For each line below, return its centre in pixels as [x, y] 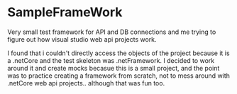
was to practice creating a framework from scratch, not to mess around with [119, 76]
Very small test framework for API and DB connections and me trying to [112, 32]
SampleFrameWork [65, 12]
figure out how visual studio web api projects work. [82, 39]
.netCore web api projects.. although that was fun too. [86, 83]
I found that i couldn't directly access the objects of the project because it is [118, 53]
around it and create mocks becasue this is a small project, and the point [114, 68]
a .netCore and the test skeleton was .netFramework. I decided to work [111, 60]
